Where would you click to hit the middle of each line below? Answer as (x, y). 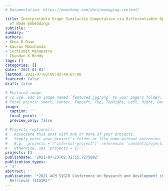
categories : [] (21, 65)
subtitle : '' (19, 28)
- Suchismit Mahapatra (29, 51)
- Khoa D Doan (20, 42)
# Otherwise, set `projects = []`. (44, 148)
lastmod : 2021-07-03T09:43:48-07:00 (43, 75)
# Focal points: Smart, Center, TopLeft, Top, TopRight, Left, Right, (80, 102)
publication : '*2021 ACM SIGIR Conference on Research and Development (81, 176)
